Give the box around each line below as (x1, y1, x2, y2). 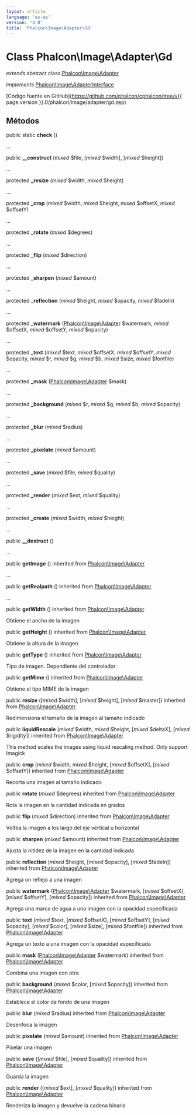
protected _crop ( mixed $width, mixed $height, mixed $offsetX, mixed (6, 200, 176, 206)
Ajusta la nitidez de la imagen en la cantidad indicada (6, 847, 135, 854)
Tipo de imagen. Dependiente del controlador (6, 662, 116, 669)
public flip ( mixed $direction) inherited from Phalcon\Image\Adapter (6, 813, 170, 820)
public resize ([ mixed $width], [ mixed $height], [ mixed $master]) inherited (6, 697, 185, 704)
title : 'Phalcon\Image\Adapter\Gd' (6, 25, 93, 31)
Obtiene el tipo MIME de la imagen (6, 685, 89, 692)
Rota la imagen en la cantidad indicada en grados (6, 802, 125, 808)
